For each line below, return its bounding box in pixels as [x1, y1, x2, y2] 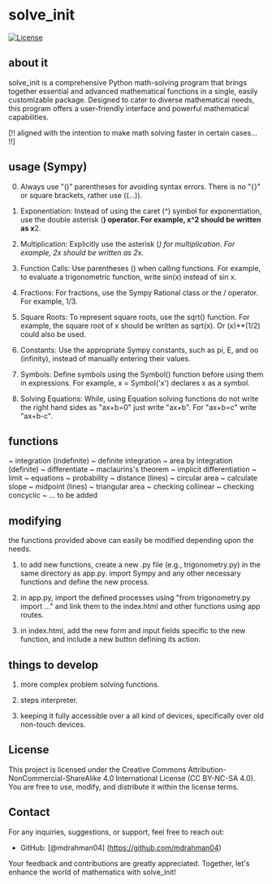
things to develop [8, 658, 99, 671]
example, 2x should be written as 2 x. [19, 248, 145, 257]
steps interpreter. [19, 696, 79, 705]
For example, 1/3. [19, 296, 78, 306]
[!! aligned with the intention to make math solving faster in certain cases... [8, 127, 257, 137]
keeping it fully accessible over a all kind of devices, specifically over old [19, 711, 264, 720]
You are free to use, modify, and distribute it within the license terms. [8, 782, 240, 791]
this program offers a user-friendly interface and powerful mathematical [8, 103, 249, 113]
